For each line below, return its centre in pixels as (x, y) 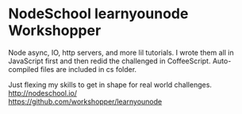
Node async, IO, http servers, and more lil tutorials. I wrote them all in (121, 52)
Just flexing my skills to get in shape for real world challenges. (110, 85)
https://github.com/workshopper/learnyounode (85, 101)
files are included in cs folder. (88, 69)
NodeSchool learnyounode (98, 14)
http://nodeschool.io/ (43, 93)
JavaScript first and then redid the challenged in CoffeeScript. (109, 61)
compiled (23, 69)
